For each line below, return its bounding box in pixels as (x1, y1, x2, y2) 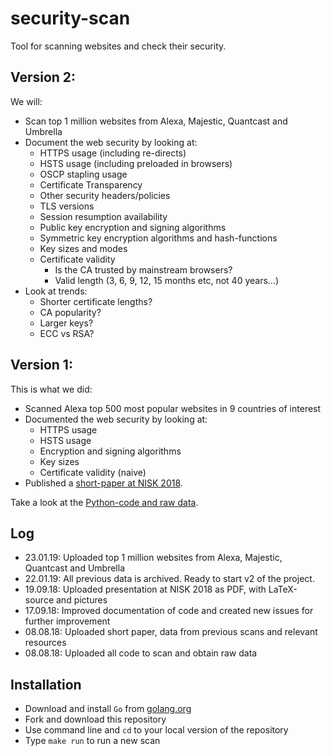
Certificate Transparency (39, 178, 143, 191)
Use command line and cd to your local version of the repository (24, 724, 289, 736)
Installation (10, 676, 82, 693)
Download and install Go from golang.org (24, 703, 192, 715)
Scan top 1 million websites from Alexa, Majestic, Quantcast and (24, 115, 288, 127)
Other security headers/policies (39, 189, 171, 201)
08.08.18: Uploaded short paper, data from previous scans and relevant (24, 626, 318, 638)
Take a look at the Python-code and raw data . (10, 496, 199, 508)
